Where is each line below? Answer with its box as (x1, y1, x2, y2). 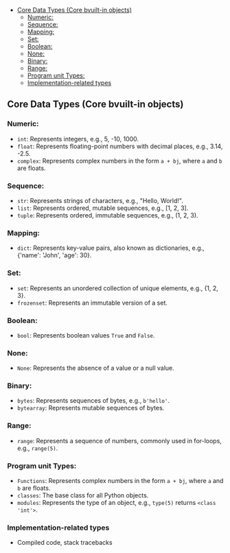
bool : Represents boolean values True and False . (16, 331, 155, 339)
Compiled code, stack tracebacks (16, 539, 113, 547)
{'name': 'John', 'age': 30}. (16, 251, 92, 259)
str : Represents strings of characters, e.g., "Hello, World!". (16, 196, 183, 204)
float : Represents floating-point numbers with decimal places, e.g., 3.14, (16, 142, 223, 150)
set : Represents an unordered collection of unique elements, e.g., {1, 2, (16, 284, 218, 292)
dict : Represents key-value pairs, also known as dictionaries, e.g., (16, 244, 205, 252)
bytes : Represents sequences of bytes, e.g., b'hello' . (16, 397, 170, 405)
